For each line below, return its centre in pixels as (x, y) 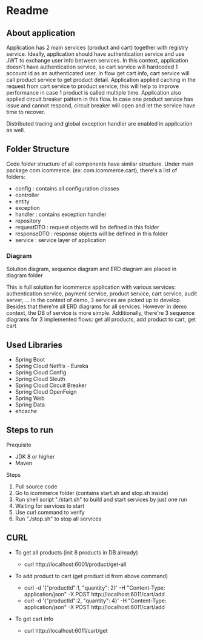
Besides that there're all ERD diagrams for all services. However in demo (97, 306)
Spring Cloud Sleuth (40, 379)
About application (41, 33)
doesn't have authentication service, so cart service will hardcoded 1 (92, 67)
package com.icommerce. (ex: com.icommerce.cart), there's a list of (92, 170)
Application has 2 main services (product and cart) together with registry (97, 47)
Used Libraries (34, 345)
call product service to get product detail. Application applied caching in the (101, 80)
